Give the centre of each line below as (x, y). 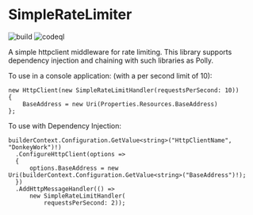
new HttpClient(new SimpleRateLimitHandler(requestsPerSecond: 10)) (124, 90)
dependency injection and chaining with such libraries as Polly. (111, 60)
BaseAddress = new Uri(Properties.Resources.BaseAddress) (120, 104)
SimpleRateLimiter (70, 15)
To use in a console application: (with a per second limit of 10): (110, 75)
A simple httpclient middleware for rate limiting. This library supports (120, 52)
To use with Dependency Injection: (65, 125)
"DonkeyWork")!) (35, 147)
